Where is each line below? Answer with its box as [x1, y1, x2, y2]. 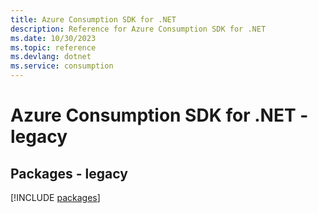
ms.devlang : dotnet [10, 52, 92, 62]
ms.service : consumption [10, 61, 114, 71]
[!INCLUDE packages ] [10, 192, 101, 203]
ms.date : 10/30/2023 [10, 33, 97, 43]
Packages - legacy [10, 165, 128, 182]
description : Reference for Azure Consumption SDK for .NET [10, 24, 267, 34]
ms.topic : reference [10, 42, 97, 53]
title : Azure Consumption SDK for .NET [10, 14, 177, 25]
